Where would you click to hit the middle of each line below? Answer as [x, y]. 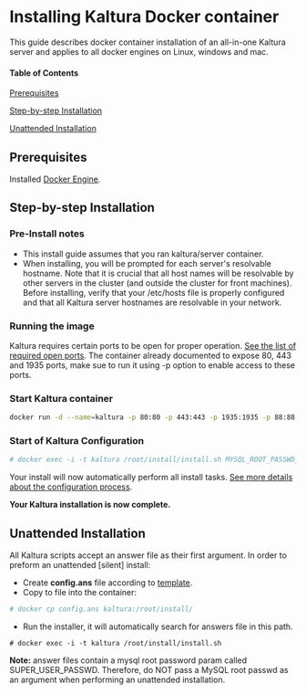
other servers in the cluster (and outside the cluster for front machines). [157, 283]
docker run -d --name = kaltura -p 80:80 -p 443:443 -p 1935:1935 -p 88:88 [153, 417]
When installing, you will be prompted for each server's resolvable [147, 263]
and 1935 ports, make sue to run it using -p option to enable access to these [153, 365]
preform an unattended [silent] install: [80, 565]
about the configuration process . [71, 487]
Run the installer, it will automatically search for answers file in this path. [158, 626]
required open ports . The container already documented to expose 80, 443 [150, 355]
